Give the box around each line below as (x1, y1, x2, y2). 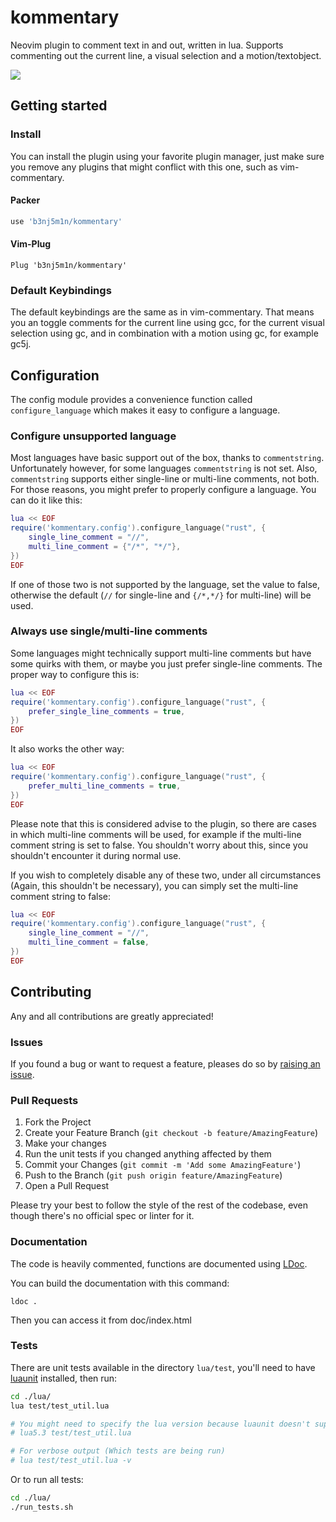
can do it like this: (10, 494, 83, 506)
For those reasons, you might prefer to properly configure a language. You (10, 484, 317, 496)
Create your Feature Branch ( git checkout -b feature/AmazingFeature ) (24, 1127, 319, 1139)
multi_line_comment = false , (28, 937, 150, 948)
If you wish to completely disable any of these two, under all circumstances (10, 869, 322, 881)
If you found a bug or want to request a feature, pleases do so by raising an (10, 1057, 321, 1070)
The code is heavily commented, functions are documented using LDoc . (10, 1257, 308, 1270)
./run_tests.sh (10, 1502, 74, 1512)
